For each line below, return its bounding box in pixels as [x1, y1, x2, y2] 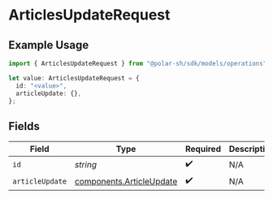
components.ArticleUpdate [74, 175, 178, 187]
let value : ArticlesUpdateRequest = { [8, 74, 140, 82]
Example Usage [8, 38, 89, 52]
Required [185, 144, 222, 155]
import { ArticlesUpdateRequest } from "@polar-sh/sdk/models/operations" [8, 59, 267, 67]
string [74, 158, 97, 170]
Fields [8, 119, 41, 133]
